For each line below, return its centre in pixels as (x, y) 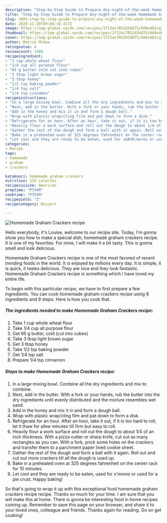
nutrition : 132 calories (31, 181)
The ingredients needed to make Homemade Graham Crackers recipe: (79, 311)
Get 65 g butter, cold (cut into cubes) (50, 334)
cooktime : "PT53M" (24, 195)
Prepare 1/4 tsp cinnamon (39, 360)
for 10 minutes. (28, 469)
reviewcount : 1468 (24, 51)
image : (12, 28)
